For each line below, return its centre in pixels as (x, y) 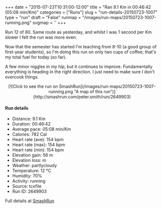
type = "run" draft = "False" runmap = (43, 17)
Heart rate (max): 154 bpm (39, 145)
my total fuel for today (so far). (36, 57)
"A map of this (88, 92)
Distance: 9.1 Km (29, 119)
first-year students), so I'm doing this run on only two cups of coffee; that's (81, 52)
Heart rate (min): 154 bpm (38, 150)
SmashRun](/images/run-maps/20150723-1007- (108, 86)
